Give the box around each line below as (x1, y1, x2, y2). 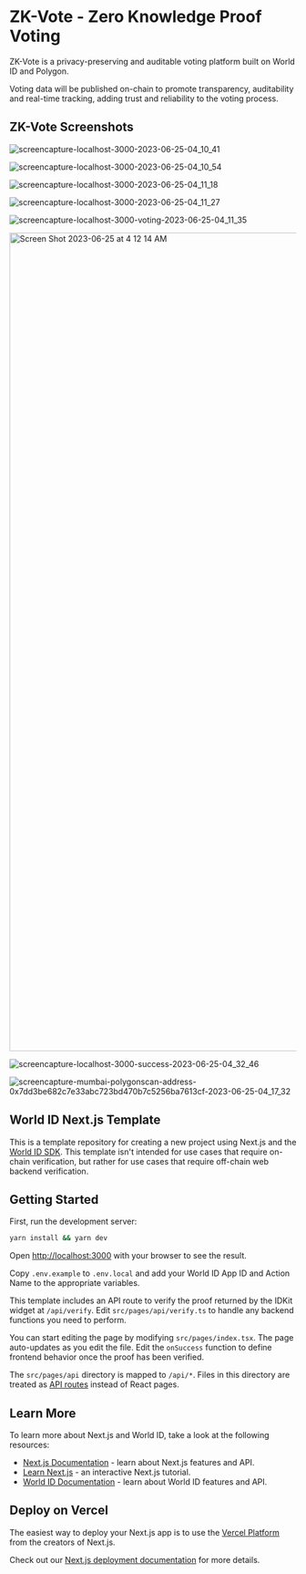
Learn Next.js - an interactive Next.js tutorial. (22, 1466, 191, 1478)
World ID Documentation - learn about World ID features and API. (22, 1476, 268, 1487)
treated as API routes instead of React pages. (9, 1379, 179, 1390)
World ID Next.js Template (9, 1113, 161, 1128)
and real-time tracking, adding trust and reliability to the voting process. (9, 93, 280, 104)
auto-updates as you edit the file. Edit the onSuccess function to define (9, 1342, 272, 1353)
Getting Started (9, 1192, 99, 1207)
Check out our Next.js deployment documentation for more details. (9, 1554, 260, 1565)
